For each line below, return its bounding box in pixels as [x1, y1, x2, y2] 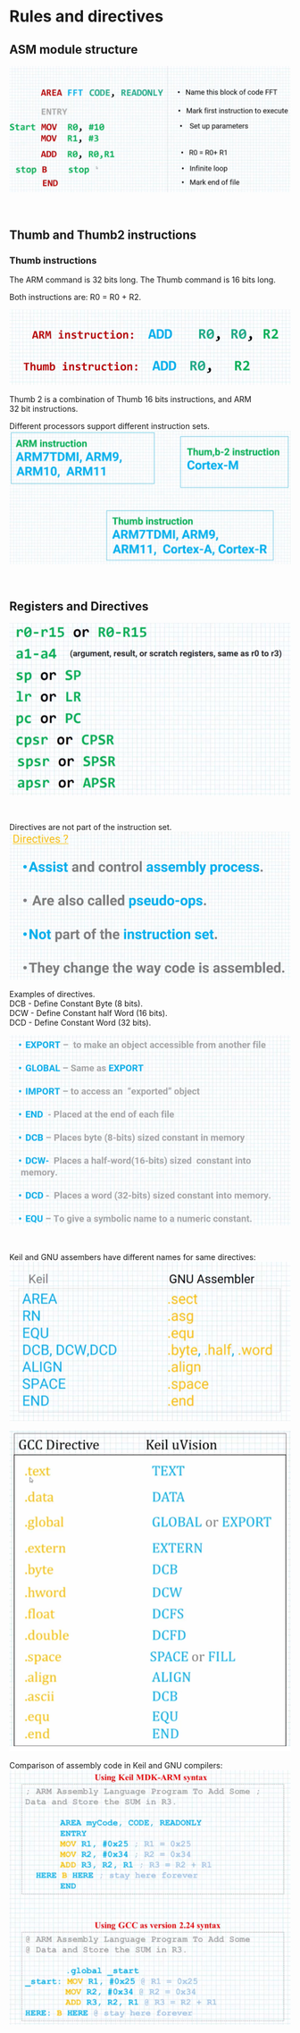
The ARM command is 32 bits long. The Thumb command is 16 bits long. [9, 274, 277, 285]
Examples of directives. [9, 988, 96, 999]
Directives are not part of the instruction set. [9, 821, 172, 832]
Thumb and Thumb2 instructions [9, 227, 197, 242]
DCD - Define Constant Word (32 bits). [9, 1017, 152, 1028]
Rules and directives [9, 6, 163, 27]
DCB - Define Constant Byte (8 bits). [9, 998, 144, 1009]
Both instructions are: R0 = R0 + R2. [9, 292, 142, 303]
